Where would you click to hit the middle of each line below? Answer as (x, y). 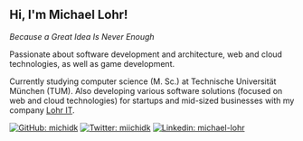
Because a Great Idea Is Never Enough (82, 36)
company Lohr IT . (42, 110)
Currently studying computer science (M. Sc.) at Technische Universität (143, 81)
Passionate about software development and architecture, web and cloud (146, 54)
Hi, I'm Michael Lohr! (69, 15)
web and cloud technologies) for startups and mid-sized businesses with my (152, 100)
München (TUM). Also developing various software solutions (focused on (146, 90)
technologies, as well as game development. (92, 63)
